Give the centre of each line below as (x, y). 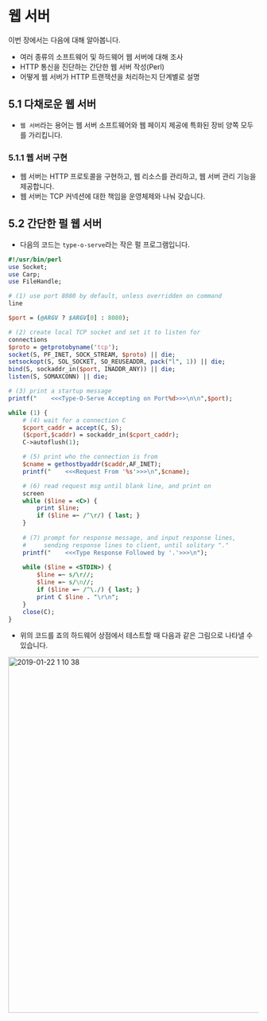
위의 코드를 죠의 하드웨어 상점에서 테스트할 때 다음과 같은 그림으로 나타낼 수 (136, 636)
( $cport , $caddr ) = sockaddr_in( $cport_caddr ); (101, 435)
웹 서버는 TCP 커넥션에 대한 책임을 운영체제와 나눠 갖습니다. (112, 197)
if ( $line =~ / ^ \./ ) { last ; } (89, 590)
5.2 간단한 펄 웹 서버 (55, 224)
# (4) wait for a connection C (74, 420)
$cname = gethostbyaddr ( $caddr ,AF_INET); (92, 464)
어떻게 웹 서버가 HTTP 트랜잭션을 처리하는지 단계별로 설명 (110, 76)
